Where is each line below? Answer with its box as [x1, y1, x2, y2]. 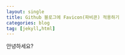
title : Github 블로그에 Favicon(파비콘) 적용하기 [6, 14, 120, 20]
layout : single [6, 8, 45, 15]
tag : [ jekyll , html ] [6, 25, 56, 32]
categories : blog [6, 20, 50, 26]
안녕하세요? [6, 42, 34, 50]
